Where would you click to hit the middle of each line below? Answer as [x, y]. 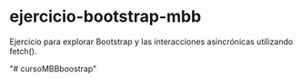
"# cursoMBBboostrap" [53, 69]
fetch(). [23, 51]
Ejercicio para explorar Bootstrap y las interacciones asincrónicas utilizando [151, 41]
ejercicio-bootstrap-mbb [106, 17]
